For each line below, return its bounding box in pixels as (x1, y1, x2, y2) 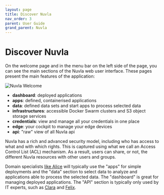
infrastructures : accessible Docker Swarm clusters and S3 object (12, 108, 146, 114)
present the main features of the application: (5, 73, 95, 79)
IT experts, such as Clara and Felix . (5, 185, 76, 191)
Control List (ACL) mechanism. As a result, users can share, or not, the (5, 149, 148, 155)
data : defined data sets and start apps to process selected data (12, 103, 141, 109)
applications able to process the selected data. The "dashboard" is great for (5, 174, 159, 180)
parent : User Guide (5, 21, 45, 26)
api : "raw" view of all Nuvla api (12, 129, 75, 135)
